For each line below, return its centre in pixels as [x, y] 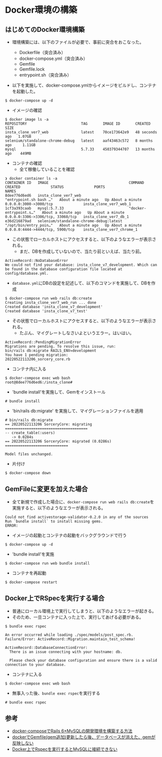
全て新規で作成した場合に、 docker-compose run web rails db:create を [83, 501]
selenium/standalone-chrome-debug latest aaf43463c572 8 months [79, 141]
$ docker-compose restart [31, 582]
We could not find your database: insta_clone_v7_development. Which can [81, 265]
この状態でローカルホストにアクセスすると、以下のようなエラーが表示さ [84, 239]
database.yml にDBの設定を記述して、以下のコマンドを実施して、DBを [81, 283]
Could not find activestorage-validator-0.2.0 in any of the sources [77, 517]
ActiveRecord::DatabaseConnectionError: [47, 647]
